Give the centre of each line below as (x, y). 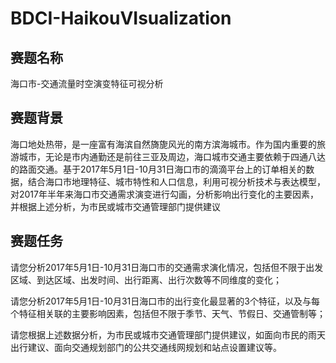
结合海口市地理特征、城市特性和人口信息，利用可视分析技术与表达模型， (176, 181)
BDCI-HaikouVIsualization (121, 18)
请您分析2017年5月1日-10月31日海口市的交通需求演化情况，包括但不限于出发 (167, 267)
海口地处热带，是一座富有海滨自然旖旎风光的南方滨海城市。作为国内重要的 (163, 144)
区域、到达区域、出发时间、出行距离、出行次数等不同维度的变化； (146, 279)
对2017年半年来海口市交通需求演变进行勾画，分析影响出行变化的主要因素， (164, 194)
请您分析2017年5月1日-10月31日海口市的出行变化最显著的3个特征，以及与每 (165, 301)
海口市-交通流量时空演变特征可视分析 (87, 83)
